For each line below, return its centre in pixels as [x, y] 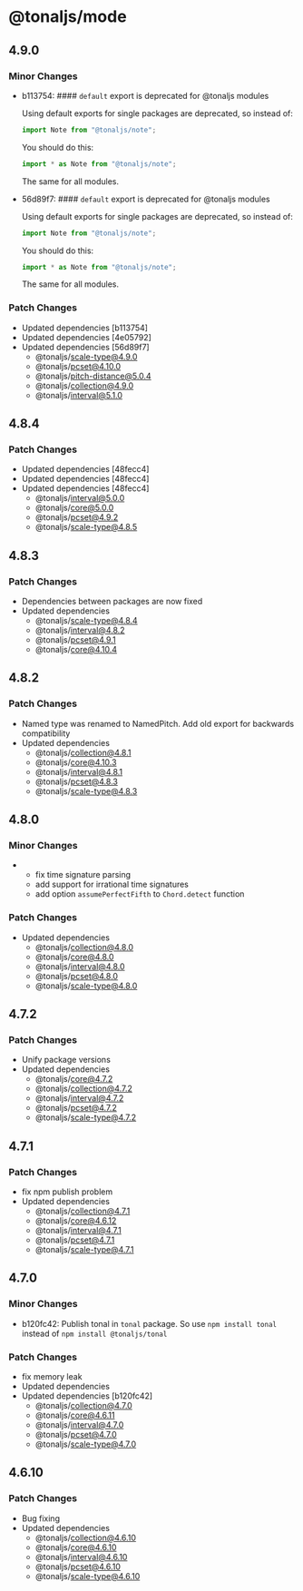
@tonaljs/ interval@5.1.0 [79, 395]
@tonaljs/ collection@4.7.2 [83, 1089]
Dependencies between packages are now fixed [112, 602]
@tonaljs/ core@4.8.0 [74, 957]
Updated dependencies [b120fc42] [87, 1396]
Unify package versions [66, 1060]
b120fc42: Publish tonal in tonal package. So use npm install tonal [149, 1323]
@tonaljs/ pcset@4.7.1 [75, 1240]
